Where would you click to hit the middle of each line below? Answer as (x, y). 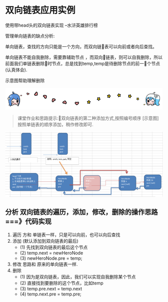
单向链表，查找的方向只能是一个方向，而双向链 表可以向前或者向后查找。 (81, 46)
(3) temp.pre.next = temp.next (51, 288)
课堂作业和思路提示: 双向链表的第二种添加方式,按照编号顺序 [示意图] (88, 118)
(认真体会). (16, 70)
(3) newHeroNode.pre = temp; (51, 258)
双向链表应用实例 (40, 10)
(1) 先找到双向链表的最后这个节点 (54, 247)
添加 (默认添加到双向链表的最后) (45, 241)
